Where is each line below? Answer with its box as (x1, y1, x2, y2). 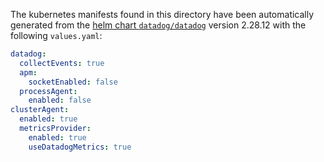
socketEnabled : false (28, 77, 118, 87)
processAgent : (19, 86, 78, 96)
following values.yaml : (10, 30, 103, 41)
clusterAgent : (10, 105, 70, 115)
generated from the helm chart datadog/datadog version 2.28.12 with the (10, 19, 307, 31)
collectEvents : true (19, 58, 105, 68)
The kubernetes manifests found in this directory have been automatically (10, 9, 315, 20)
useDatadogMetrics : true (28, 142, 132, 152)
